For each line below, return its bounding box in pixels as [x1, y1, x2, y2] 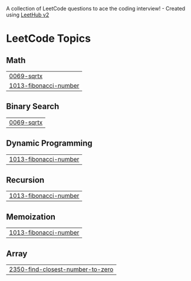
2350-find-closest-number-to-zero [9, 265, 114, 273]
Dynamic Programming [6, 138, 93, 148]
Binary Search [6, 101, 60, 111]
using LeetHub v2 [6, 11, 50, 18]
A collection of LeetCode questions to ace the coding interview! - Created [6, 5, 186, 12]
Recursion [6, 175, 45, 185]
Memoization [6, 211, 56, 222]
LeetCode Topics [6, 32, 91, 45]
